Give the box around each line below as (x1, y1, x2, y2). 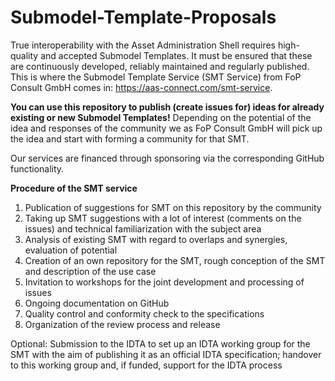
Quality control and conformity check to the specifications (24, 307, 265, 320)
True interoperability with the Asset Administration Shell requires (10, 39, 276, 51)
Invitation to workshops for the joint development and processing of (24, 276, 305, 288)
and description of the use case (24, 265, 157, 277)
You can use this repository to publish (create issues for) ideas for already (10, 101, 325, 113)
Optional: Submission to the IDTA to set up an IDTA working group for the (10, 337, 311, 350)
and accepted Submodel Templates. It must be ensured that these (40, 49, 313, 61)
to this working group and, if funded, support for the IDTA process (10, 359, 283, 371)
